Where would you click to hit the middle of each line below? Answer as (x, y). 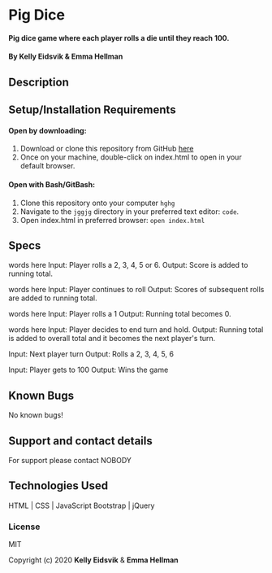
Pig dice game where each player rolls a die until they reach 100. (119, 37)
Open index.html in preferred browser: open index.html (112, 220)
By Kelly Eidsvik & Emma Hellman (66, 57)
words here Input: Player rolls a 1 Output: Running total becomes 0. (120, 314)
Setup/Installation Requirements (92, 110)
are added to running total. (53, 298)
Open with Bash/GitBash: (52, 184)
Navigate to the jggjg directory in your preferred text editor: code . (130, 211)
